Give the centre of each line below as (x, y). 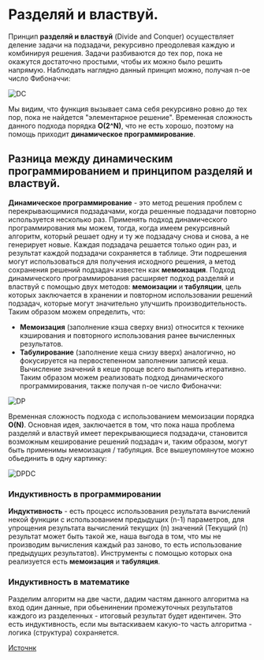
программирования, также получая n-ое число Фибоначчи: (121, 385)
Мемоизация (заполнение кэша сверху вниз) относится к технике (132, 327)
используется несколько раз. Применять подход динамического (118, 219)
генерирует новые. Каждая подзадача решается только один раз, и (123, 244)
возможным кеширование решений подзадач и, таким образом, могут (128, 441)
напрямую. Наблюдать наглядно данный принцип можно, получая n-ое (129, 69)
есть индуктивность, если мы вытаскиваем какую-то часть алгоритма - (130, 624)
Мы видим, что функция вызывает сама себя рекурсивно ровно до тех (128, 109)
